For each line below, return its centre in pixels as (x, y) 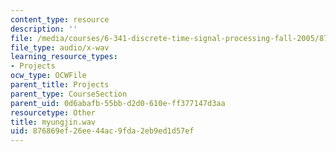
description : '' (44, 29)
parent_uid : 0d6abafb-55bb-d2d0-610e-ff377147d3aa (118, 103)
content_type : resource (60, 19)
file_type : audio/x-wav (60, 47)
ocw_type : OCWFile (48, 76)
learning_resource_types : (64, 57)
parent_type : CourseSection (69, 94)
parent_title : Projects (60, 85)
